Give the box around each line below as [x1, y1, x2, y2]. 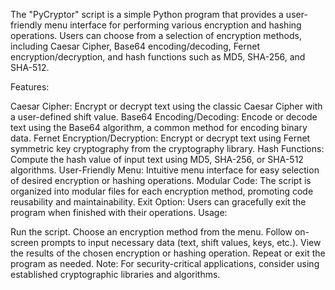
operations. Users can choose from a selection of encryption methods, [10, 30, 302, 41]
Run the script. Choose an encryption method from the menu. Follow [10, 226, 293, 238]
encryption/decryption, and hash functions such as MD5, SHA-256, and [10, 51, 306, 63]
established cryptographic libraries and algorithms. [10, 269, 221, 280]
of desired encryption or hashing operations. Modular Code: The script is [10, 175, 312, 186]
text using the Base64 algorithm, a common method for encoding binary [10, 122, 308, 133]
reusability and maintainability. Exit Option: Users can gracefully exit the [10, 196, 307, 208]
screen [10, 237, 40, 248]
